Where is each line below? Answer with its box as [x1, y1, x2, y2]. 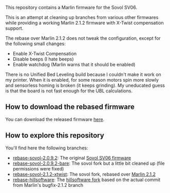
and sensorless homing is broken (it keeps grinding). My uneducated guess [5, 82, 165, 88]
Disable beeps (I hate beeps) [12, 56, 74, 62]
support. [5, 25, 24, 31]
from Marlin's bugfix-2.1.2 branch [12, 182, 84, 188]
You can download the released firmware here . [5, 116, 105, 122]
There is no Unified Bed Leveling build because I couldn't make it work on [5, 71, 162, 78]
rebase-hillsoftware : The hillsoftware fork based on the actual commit [12, 177, 161, 183]
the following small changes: [5, 41, 66, 47]
